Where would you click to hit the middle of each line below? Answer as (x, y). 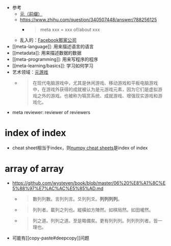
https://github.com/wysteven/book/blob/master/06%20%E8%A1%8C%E (89, 183)
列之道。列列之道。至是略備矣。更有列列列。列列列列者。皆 (95, 220)
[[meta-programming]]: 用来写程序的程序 (55, 59)
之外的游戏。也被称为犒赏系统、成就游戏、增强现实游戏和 (97, 96)
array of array (34, 169)
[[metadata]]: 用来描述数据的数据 (47, 53)
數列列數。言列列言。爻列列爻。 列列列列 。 (77, 199)
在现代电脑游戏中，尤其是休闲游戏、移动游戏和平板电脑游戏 (95, 83)
